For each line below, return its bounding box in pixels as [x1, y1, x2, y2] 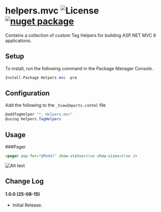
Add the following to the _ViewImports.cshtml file [5, 102, 106, 108]
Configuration [5, 89, 50, 98]
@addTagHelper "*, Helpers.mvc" [5, 112, 72, 117]
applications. [5, 38, 31, 44]
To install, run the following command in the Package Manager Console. [5, 65, 153, 71]
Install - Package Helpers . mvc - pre [5, 75, 77, 80]
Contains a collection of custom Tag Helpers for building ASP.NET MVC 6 [5, 32, 156, 38]
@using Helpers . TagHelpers [5, 117, 61, 122]
